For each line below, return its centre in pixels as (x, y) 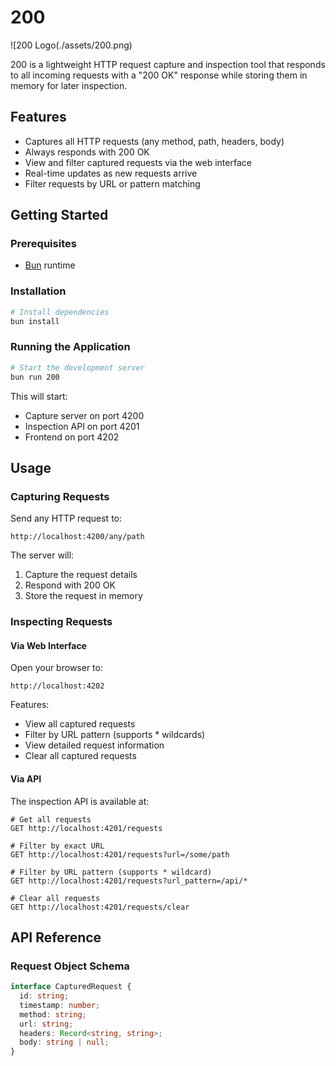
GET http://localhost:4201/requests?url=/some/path (120, 854)
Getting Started (59, 215)
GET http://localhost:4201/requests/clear (100, 907)
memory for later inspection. (69, 85)
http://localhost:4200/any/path (77, 537)
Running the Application (70, 347)
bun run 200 (35, 377)
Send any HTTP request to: (66, 518)
